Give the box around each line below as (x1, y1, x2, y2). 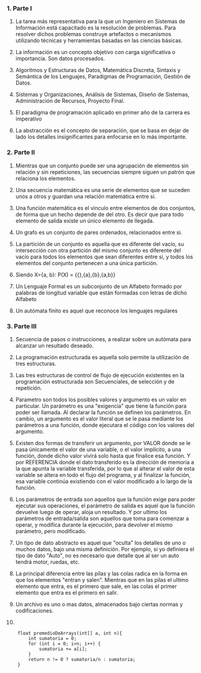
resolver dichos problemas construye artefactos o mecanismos (15, 31, 172, 38)
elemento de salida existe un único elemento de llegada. (15, 217, 154, 224)
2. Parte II (7, 148, 35, 157)
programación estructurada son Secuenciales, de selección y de (15, 378, 175, 385)
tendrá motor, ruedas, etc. (15, 558, 80, 565)
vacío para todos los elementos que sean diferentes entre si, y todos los (15, 253, 193, 260)
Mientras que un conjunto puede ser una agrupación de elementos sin (15, 162, 189, 169)
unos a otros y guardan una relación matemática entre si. (15, 193, 156, 200)
